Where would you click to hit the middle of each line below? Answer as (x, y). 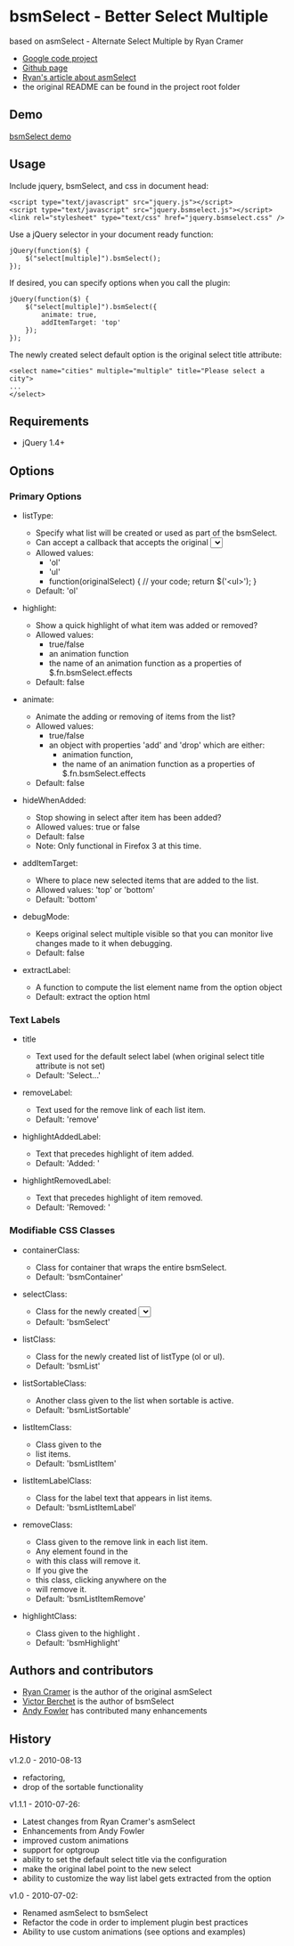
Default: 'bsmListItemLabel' (86, 1507)
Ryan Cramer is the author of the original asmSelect (117, 1692)
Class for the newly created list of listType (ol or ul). (130, 1356)
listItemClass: (47, 1427)
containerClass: (51, 1250)
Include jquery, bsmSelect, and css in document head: (109, 185)
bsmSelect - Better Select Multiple (139, 16)
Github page (45, 68)
